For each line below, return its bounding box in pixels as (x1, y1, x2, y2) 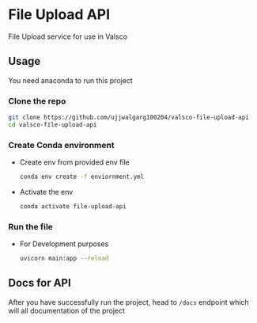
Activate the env (19, 187, 74, 196)
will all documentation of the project (8, 306, 125, 315)
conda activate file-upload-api (19, 202, 127, 211)
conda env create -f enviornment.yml (19, 173, 145, 181)
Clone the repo (8, 95, 66, 106)
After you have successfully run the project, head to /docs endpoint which (8, 297, 249, 306)
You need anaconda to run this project (8, 75, 133, 85)
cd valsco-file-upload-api (8, 120, 97, 128)
